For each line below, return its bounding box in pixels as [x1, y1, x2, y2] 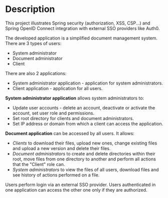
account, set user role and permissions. [12, 110, 94, 116]
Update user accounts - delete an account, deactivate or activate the [12, 104, 155, 110]
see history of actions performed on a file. [12, 171, 100, 178]
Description [5, 3, 55, 15]
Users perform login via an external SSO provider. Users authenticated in [5, 181, 156, 187]
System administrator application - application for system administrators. [12, 80, 163, 86]
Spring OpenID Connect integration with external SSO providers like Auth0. [5, 25, 160, 31]
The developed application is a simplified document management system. [5, 35, 158, 41]
